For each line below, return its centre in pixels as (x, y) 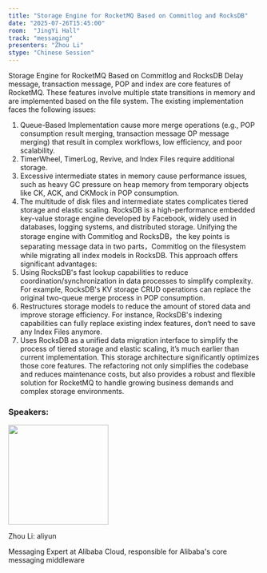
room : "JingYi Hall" (44, 30)
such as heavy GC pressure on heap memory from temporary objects (134, 184)
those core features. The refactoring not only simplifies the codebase (134, 366)
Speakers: (29, 412)
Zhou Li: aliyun (33, 536)
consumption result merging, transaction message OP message (124, 133)
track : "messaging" (41, 38)
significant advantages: (58, 264)
